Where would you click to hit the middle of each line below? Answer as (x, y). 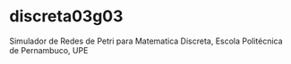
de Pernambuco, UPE (49, 50)
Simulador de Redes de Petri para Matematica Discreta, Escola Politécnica (146, 41)
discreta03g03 (66, 16)
